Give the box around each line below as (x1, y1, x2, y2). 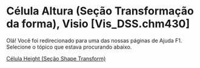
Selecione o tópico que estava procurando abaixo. (6, 43, 132, 51)
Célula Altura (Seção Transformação (6, 4, 194, 18)
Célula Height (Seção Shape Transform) (6, 55, 106, 62)
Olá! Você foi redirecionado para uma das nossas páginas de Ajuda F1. (6, 37, 182, 44)
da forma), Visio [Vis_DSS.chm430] (6, 17, 190, 31)
